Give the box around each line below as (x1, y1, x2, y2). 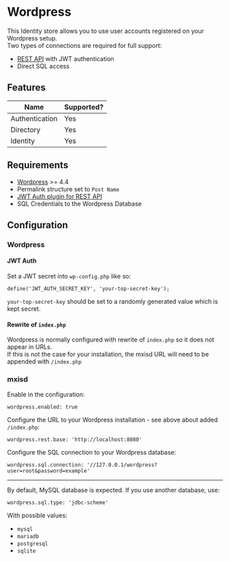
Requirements (7, 159, 68, 171)
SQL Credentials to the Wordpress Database (16, 200, 142, 208)
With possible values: (7, 511, 68, 519)
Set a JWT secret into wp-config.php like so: (7, 272, 131, 280)
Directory (10, 125, 41, 134)
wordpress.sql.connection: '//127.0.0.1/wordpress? (7, 461, 157, 468)
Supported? (64, 102, 104, 112)
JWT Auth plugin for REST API (16, 192, 103, 200)
